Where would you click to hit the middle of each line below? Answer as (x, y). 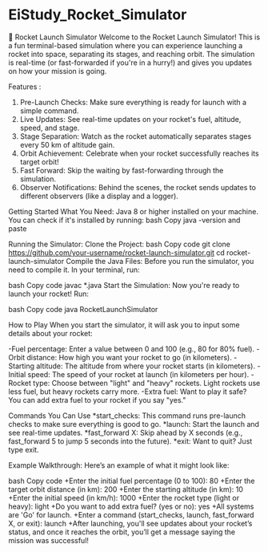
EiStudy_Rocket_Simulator (98, 15)
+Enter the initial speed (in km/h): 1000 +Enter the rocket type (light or (124, 497)
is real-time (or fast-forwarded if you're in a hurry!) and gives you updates (130, 63)
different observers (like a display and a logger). (99, 196)
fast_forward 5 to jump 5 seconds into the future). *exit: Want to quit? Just (130, 441)
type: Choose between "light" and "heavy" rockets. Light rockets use (147, 383)
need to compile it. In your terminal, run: (74, 270)
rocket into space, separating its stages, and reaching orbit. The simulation (132, 54)
